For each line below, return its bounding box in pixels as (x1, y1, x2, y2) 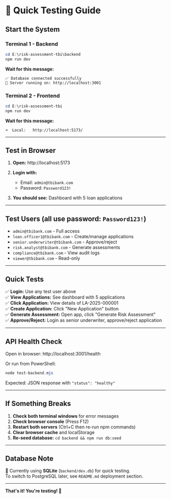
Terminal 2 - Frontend (5, 92, 60, 99)
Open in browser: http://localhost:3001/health (5, 350, 101, 357)
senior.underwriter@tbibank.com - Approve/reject (12, 239, 117, 245)
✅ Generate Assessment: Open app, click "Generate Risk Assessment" (5, 311, 156, 317)
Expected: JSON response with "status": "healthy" (5, 379, 116, 385)
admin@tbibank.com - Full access (12, 228, 80, 234)
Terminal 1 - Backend (5, 40, 59, 48)
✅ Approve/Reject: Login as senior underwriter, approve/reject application (5, 317, 162, 324)
